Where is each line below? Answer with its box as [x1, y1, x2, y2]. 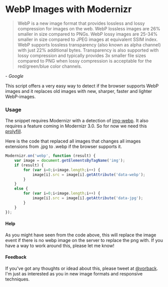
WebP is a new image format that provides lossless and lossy [17, 20, 145, 26]
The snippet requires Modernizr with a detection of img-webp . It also [5, 118, 149, 124]
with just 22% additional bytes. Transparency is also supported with [17, 47, 159, 53]
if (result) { [14, 163, 44, 168]
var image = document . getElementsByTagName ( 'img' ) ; [14, 158, 125, 163]
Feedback [5, 254, 27, 260]
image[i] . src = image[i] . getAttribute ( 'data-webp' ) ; [32, 172, 145, 177]
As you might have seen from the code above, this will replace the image [5, 231, 156, 238]
